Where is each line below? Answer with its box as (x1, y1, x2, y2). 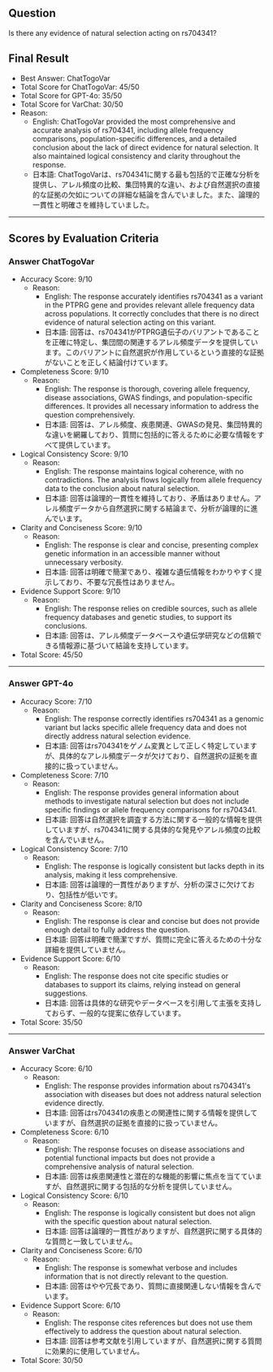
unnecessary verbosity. (44, 557, 123, 568)
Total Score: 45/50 (19, 650, 84, 660)
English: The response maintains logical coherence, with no (44, 467, 244, 477)
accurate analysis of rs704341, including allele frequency (32, 125, 224, 135)
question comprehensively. (44, 410, 136, 420)
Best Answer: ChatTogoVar (19, 73, 111, 83)
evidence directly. (44, 1098, 105, 1108)
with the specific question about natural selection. (44, 1216, 212, 1226)
